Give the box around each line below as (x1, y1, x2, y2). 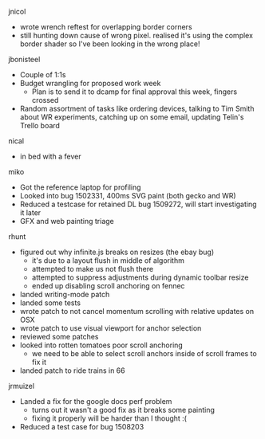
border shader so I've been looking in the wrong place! (19, 39, 200, 49)
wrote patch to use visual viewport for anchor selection (19, 323, 202, 333)
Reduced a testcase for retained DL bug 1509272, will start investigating (19, 199, 257, 209)
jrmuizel (8, 382, 34, 390)
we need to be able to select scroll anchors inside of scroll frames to (31, 349, 257, 358)
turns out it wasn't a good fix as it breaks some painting (31, 406, 216, 414)
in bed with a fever (19, 151, 81, 161)
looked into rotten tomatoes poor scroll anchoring (19, 340, 184, 350)
